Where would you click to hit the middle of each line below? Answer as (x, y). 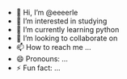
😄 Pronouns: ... (42, 59)
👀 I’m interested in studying (61, 21)
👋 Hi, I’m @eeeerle (47, 12)
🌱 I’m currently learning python (68, 29)
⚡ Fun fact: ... (38, 68)
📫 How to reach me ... (53, 47)
